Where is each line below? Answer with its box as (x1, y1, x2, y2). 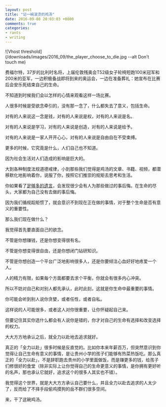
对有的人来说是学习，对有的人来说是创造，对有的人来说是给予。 (5, 123, 135, 129)
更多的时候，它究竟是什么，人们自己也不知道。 (5, 145, 100, 151)
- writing (5, 35, 26, 40)
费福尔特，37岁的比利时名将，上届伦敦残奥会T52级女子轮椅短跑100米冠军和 (5, 69, 160, 75)
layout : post (5, 7, 32, 12)
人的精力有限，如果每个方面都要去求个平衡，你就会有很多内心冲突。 (5, 275, 144, 281)
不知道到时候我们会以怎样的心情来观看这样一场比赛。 (5, 92, 114, 98)
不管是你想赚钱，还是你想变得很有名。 (5, 237, 83, 243)
